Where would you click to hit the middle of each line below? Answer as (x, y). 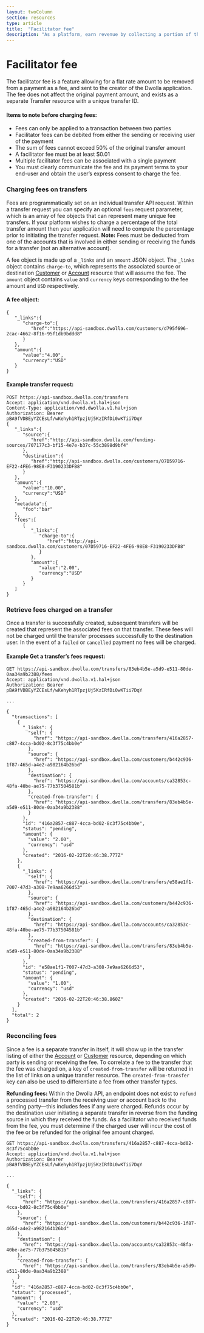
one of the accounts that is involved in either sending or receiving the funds (101, 242)
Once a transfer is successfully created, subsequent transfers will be (92, 623)
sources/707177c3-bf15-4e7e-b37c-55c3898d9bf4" (68, 445)
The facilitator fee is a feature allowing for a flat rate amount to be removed (100, 82)
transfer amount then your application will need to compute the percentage (100, 228)
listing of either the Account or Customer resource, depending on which (96, 1055)
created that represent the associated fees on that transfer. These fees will (100, 629)
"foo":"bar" (37, 509)
